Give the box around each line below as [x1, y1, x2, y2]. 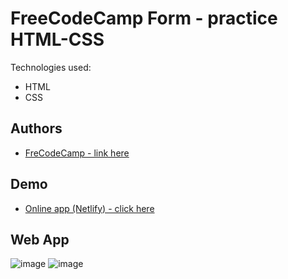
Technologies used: [10, 61, 92, 73]
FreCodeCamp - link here [24, 147, 130, 159]
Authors [10, 120, 63, 137]
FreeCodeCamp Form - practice [10, 7, 278, 30]
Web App [10, 231, 70, 248]
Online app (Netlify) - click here [24, 202, 155, 214]
